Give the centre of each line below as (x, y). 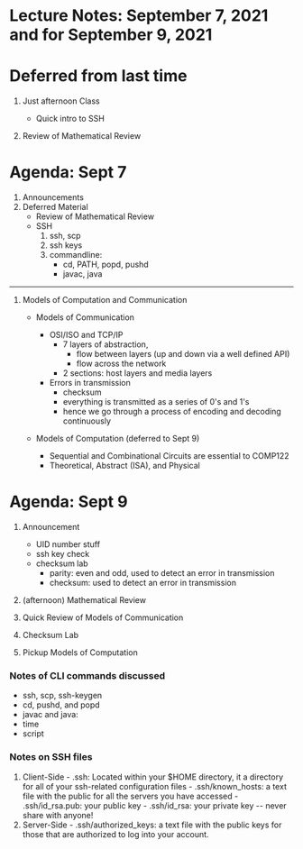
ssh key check (63, 554)
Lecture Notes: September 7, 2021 (139, 16)
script (33, 734)
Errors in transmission (90, 383)
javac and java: (50, 715)
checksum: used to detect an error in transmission (143, 583)
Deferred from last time (98, 76)
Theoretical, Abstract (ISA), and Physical (124, 466)
